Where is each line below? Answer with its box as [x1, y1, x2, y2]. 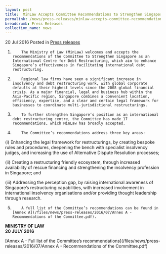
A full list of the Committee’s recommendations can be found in [21, 206, 159, 211]
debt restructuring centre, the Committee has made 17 [12, 117, 128, 122]
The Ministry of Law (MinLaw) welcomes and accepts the [21, 50, 139, 55]
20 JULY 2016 [5, 228, 35, 234]
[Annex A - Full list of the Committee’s [5, 238, 83, 244]
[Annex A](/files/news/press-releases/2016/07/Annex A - [12, 210, 132, 215]
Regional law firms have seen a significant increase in [21, 77, 141, 82]
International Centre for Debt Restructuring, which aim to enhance [12, 58, 157, 63]
